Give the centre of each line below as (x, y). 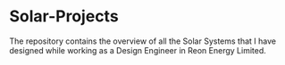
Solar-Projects (64, 16)
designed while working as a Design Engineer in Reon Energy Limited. (138, 50)
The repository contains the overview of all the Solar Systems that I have (143, 41)
